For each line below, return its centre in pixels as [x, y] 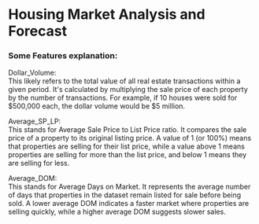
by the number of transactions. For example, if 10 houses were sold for [123, 98]
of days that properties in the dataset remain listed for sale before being [125, 195]
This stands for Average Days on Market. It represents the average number [129, 187]
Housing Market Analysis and [107, 15]
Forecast [38, 31]
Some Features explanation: [63, 56]
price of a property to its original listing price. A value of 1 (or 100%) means [130, 138]
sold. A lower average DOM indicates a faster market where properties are [129, 204]
